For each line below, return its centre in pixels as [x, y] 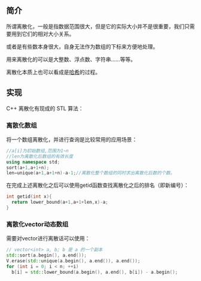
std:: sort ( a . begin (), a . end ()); [46, 256]
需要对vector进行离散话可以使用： [48, 238]
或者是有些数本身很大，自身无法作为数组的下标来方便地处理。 [82, 46]
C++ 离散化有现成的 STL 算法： [45, 108]
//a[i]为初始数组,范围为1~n [37, 151]
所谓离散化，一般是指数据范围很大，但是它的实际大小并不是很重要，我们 [95, 26]
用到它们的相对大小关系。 [43, 34]
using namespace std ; [33, 162]
